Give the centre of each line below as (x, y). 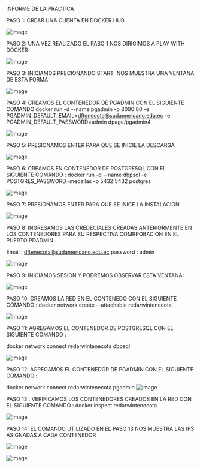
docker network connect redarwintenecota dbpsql (68, 346)
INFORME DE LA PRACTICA (40, 9)
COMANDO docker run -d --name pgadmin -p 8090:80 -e (78, 109)
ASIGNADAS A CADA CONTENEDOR (51, 435)
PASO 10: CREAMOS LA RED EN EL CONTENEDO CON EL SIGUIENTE (92, 298)
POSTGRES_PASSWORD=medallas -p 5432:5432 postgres (79, 181)
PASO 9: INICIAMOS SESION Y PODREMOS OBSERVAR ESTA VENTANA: (95, 275)
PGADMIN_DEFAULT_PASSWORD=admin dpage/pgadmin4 (78, 122)
